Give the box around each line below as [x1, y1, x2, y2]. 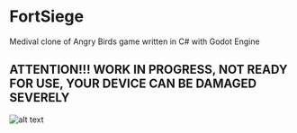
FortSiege [9, 6, 84, 27]
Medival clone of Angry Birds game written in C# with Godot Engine [9, 36, 260, 47]
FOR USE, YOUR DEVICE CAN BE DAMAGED [9, 76, 257, 92]
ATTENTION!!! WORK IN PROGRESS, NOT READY [9, 62, 288, 77]
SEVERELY [9, 90, 70, 105]
